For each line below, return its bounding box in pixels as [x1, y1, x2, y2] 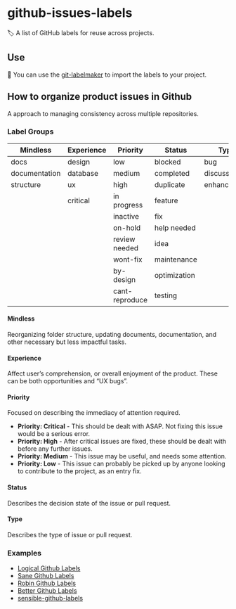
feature [154, 195, 178, 205]
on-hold [113, 223, 141, 233]
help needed [154, 223, 196, 233]
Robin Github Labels [17, 579, 76, 588]
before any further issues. [17, 444, 93, 453]
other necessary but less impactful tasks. [7, 338, 127, 346]
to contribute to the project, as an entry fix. [17, 467, 142, 475]
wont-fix [113, 255, 143, 264]
